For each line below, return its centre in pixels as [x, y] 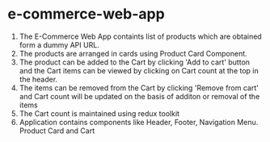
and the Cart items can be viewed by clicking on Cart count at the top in [139, 70]
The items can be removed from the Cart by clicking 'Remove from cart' [139, 88]
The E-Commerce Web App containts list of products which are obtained [140, 36]
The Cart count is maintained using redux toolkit [99, 113]
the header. [38, 79]
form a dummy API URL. [59, 44]
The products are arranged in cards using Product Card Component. [133, 53]
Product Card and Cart [57, 131]
